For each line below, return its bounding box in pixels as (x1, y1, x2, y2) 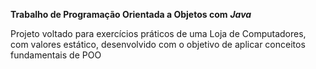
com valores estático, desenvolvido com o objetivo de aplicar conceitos (10, 39, 306, 50)
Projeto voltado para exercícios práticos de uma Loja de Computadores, (10, 28, 307, 39)
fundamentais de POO (10, 49, 102, 61)
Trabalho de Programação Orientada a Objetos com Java (10, 9, 252, 20)
